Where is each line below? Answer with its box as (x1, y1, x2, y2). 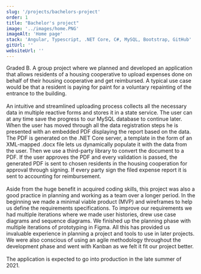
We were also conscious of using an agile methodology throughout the (6, 236, 181, 243)
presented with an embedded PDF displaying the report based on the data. (6, 128, 191, 135)
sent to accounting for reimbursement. (6, 172, 101, 180)
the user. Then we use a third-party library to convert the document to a (6, 147, 184, 154)
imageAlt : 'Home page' (6, 31, 63, 37)
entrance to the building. (6, 89, 67, 97)
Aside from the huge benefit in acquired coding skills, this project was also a (6, 185, 195, 192)
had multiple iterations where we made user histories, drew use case (6, 210, 176, 218)
